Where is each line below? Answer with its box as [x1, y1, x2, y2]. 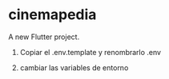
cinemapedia [8, 6, 97, 24]
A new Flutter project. [8, 32, 80, 41]
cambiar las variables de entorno [19, 62, 129, 73]
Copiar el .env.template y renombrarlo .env [19, 47, 162, 57]
